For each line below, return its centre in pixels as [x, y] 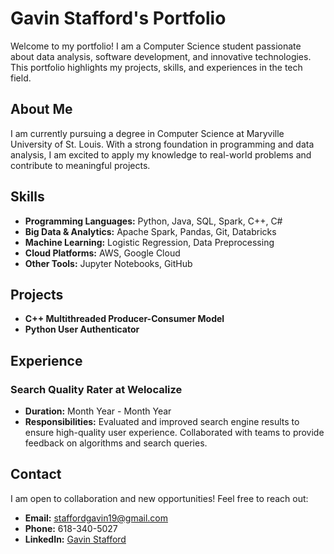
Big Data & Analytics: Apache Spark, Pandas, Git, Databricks [150, 231]
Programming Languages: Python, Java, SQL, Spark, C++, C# [153, 221]
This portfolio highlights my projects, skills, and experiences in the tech [156, 67]
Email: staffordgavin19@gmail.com [96, 518]
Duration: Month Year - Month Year [98, 411]
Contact [36, 474]
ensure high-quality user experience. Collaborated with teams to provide [174, 433]
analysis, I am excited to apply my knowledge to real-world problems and [161, 154]
